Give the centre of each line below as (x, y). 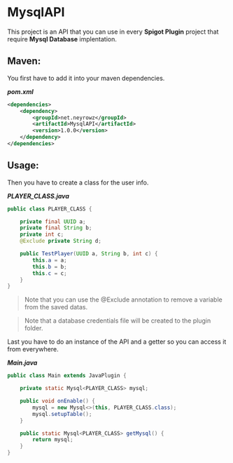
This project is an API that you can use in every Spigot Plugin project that (113, 32)
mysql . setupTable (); (62, 414)
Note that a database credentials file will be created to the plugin (118, 321)
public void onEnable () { (58, 401)
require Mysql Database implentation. (62, 39)
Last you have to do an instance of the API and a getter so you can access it (117, 342)
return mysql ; (53, 440)
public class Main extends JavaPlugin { (67, 376)
